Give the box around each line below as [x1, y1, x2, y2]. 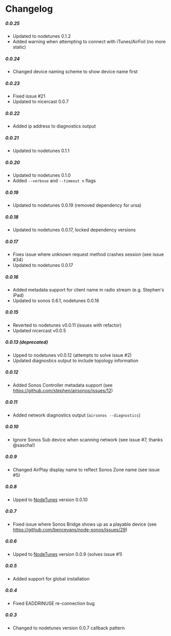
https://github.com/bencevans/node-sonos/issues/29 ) [12, 526, 128, 532]
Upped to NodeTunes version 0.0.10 [12, 496, 88, 503]
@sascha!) [12, 442, 36, 448]
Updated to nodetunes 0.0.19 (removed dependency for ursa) [12, 202, 142, 208]
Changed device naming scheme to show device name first [12, 68, 138, 75]
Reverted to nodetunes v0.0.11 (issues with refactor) [12, 322, 122, 328]
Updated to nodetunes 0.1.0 [12, 172, 71, 178]
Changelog [5, 3, 53, 15]
